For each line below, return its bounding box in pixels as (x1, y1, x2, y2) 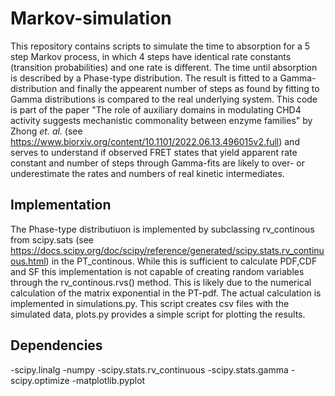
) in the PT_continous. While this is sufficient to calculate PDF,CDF (45, 255, 318, 267)
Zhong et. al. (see (10, 125, 83, 137)
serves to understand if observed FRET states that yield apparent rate (10, 146, 298, 158)
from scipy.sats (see (10, 233, 95, 246)
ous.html (10, 255, 47, 267)
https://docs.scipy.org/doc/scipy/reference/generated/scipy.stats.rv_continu (10, 244, 325, 256)
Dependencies (10, 337, 103, 354)
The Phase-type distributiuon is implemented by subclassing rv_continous (10, 223, 315, 235)
